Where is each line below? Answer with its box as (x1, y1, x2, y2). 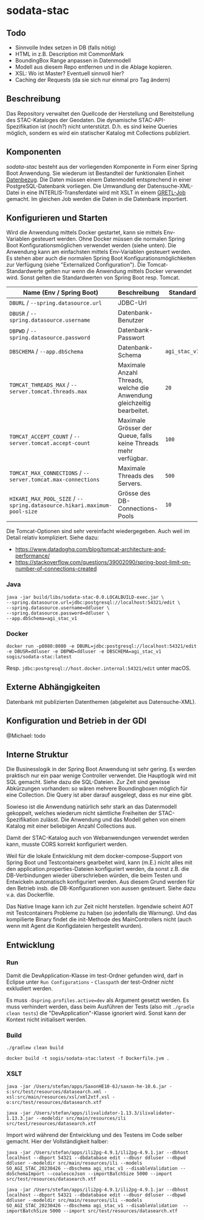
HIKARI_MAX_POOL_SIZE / (9, 494, 76, 503)
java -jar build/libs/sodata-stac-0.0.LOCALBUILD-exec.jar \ (6, 594, 165, 600)
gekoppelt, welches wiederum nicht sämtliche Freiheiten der (6, 809, 157, 817)
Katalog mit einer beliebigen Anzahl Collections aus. (6, 822, 137, 830)
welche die (118, 384, 149, 392)
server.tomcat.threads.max (9, 388, 87, 395)
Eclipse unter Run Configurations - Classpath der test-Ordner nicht (6, 978, 174, 986)
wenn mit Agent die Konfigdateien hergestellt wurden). (6, 922, 143, 930)
